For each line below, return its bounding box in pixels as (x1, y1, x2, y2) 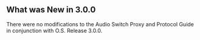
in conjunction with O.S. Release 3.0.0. (6, 27, 103, 34)
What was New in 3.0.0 (6, 5, 96, 15)
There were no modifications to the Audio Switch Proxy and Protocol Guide (6, 20, 195, 27)
